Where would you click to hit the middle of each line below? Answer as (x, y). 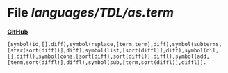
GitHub (18, 32)
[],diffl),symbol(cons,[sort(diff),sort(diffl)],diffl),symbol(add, (108, 56)
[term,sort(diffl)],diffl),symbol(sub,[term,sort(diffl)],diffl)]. (107, 62)
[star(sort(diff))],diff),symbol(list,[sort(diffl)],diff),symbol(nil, (113, 50)
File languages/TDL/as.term (91, 13)
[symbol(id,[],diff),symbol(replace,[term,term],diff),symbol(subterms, (115, 44)
